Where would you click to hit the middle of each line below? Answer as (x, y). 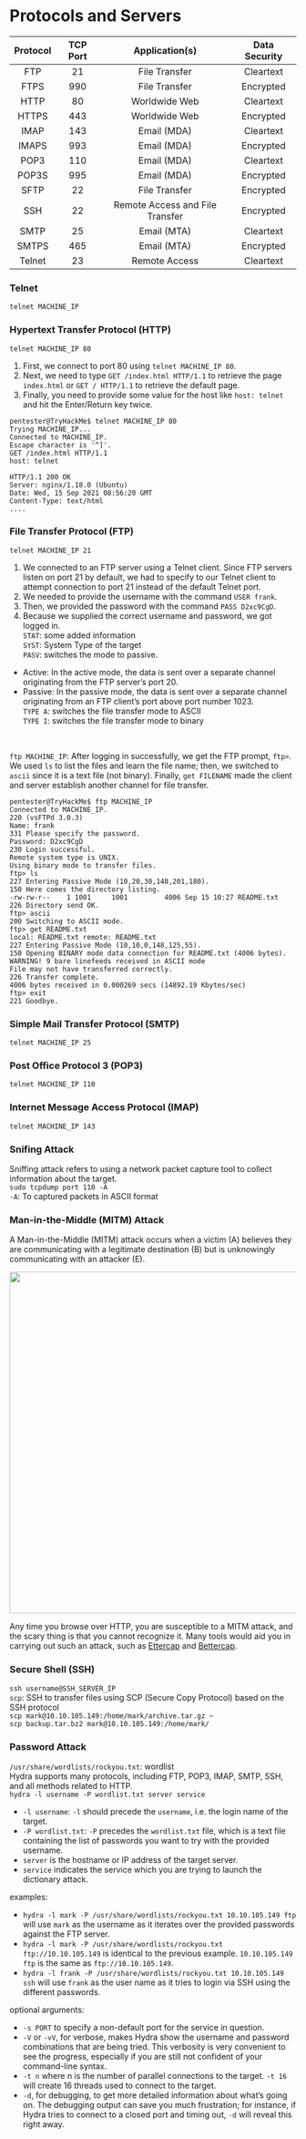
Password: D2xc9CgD (46, 841)
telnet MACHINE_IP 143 (52, 1126)
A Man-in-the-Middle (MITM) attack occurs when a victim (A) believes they (151, 1239)
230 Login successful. (52, 849)
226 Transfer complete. (55, 977)
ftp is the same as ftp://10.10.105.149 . (98, 1963)
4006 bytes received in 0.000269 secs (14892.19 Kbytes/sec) (128, 985)
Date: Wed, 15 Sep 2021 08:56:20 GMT (81, 493)
